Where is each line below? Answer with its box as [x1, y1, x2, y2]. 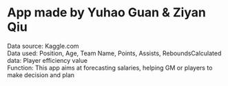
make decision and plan [7, 70, 74, 79]
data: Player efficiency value [7, 56, 88, 64]
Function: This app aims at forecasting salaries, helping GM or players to [7, 63, 213, 72]
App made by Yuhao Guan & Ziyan [7, 5, 207, 20]
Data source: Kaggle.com [7, 42, 79, 50]
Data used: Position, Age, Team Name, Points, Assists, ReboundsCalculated [7, 49, 222, 57]
